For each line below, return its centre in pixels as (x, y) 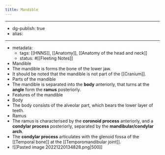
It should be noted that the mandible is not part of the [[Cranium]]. (79, 74)
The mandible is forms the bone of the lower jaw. (62, 68)
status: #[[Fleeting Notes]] (46, 58)
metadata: (22, 48)
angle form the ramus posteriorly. (46, 90)
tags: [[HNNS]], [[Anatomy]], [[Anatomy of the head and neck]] (83, 53)
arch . (18, 131)
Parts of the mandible (34, 79)
